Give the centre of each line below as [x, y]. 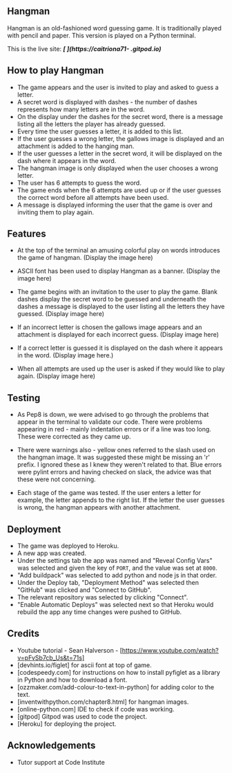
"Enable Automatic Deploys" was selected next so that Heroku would [115, 605]
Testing [24, 398]
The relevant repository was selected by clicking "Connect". [103, 597]
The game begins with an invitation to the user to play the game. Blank [117, 292]
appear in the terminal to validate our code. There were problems [110, 422]
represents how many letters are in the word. [81, 109]
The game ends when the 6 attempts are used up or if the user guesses [119, 190]
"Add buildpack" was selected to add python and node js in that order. [117, 575]
